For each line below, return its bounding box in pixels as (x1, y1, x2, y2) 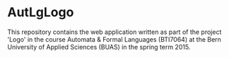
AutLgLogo (7, 4, 74, 21)
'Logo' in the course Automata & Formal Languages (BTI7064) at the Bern (7, 35, 221, 43)
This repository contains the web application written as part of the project (7, 28, 222, 36)
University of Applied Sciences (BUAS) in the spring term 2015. (7, 42, 191, 51)
